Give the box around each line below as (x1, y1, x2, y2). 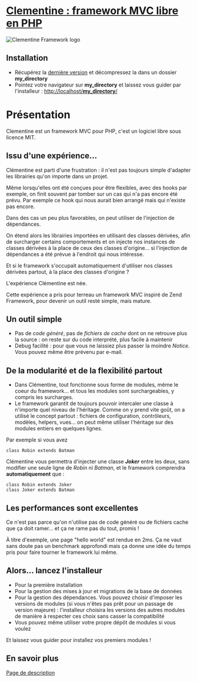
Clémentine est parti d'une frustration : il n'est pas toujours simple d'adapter (6, 166, 191, 173)
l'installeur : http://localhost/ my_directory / (14, 87, 118, 95)
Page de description (6, 669, 55, 676)
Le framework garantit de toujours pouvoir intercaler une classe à (14, 400, 173, 407)
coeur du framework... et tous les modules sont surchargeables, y (14, 387, 175, 395)
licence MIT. (6, 133, 36, 141)
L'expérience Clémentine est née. (6, 279, 87, 286)
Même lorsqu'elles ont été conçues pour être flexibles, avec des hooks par (6, 184, 187, 191)
